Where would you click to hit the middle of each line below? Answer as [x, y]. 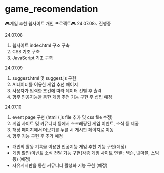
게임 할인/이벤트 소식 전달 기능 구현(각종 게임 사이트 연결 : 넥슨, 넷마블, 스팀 [86, 153]
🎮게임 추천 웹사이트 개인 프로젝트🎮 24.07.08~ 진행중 [58, 23]
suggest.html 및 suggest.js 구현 [44, 78]
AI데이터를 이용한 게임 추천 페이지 [45, 84]
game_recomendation [52, 9]
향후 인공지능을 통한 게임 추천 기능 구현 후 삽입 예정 [62, 97]
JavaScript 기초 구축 [33, 58]
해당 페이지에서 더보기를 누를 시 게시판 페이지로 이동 [63, 130]
